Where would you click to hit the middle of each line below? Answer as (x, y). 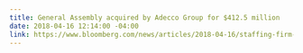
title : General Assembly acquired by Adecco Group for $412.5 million (145, 18)
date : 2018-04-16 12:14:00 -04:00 (74, 26)
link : (19, 34)
